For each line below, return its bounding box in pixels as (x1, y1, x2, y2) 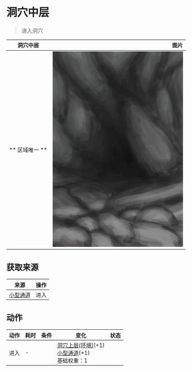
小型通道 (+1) (57, 349, 90, 356)
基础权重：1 (57, 357, 88, 364)
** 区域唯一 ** (9, 146, 48, 153)
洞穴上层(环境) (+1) (57, 341, 105, 349)
